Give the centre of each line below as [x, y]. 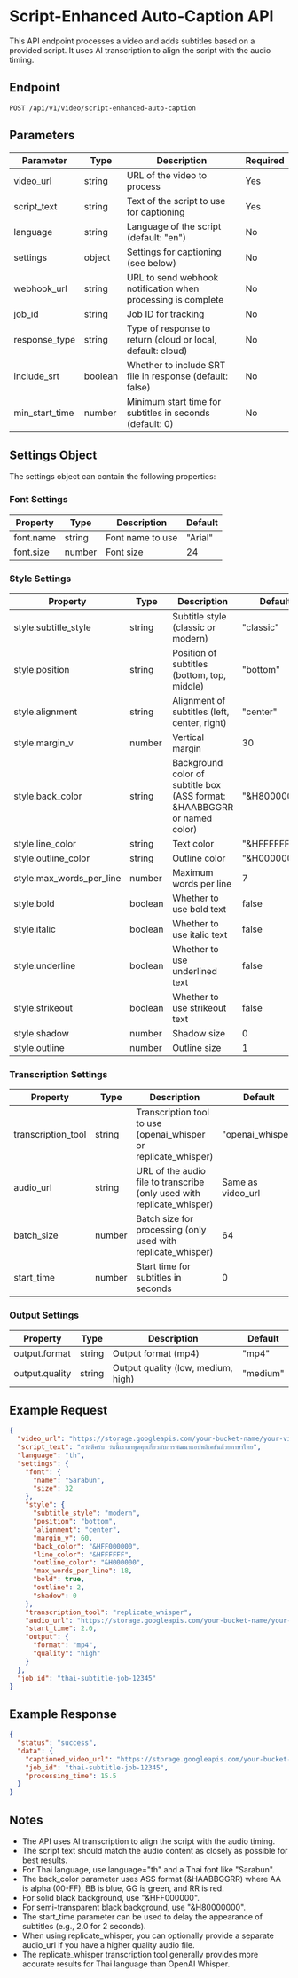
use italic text [200, 934]
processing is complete [175, 299]
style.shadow [41, 1033]
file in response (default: [177, 376]
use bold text [200, 909]
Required [265, 160]
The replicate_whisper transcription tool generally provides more [140, 1954]
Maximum [193, 872]
